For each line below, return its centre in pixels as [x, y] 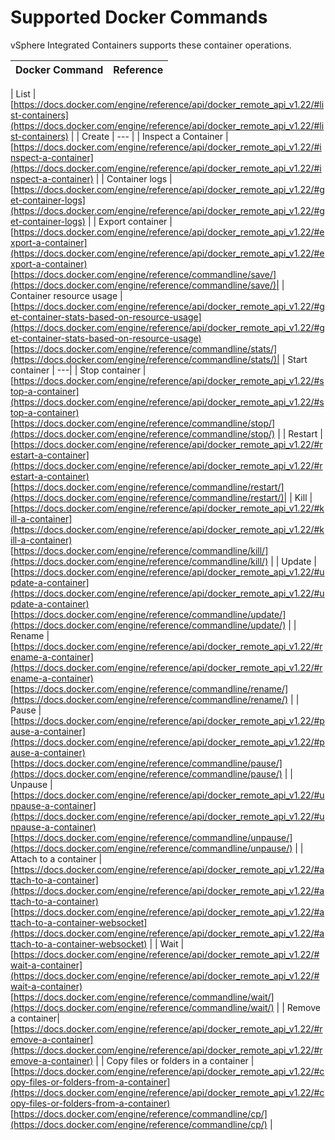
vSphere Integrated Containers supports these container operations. [151, 45]
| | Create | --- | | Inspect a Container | [149, 136]
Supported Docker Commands [139, 17]
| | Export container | [130, 221]
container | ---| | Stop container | [78, 370]
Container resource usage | [66, 295]
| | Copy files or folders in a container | [175, 1060]
